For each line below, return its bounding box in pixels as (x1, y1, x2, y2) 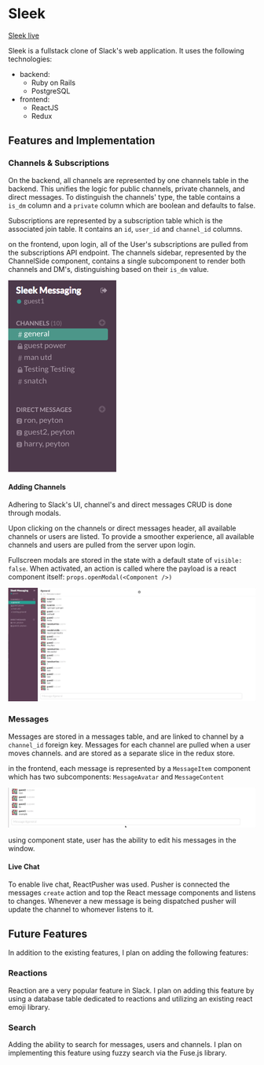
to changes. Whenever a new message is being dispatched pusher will (8, 896, 237, 905)
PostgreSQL (31, 86, 71, 95)
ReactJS (31, 103, 59, 112)
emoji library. (8, 1002, 50, 1012)
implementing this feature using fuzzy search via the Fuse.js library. (8, 1048, 227, 1058)
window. (8, 844, 35, 854)
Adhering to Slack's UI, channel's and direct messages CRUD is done (8, 500, 233, 509)
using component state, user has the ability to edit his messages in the (8, 835, 237, 845)
